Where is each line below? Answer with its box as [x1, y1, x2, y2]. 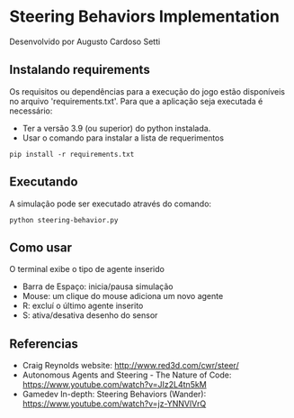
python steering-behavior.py [9, 215, 119, 224]
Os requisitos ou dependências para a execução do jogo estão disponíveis [9, 86, 286, 96]
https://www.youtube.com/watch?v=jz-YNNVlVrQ [22, 398, 207, 409]
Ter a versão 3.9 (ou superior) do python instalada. [22, 123, 211, 133]
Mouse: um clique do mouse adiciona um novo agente [22, 291, 224, 302]
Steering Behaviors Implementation [9, 6, 281, 27]
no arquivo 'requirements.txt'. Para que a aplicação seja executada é [9, 95, 263, 106]
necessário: [9, 105, 53, 116]
